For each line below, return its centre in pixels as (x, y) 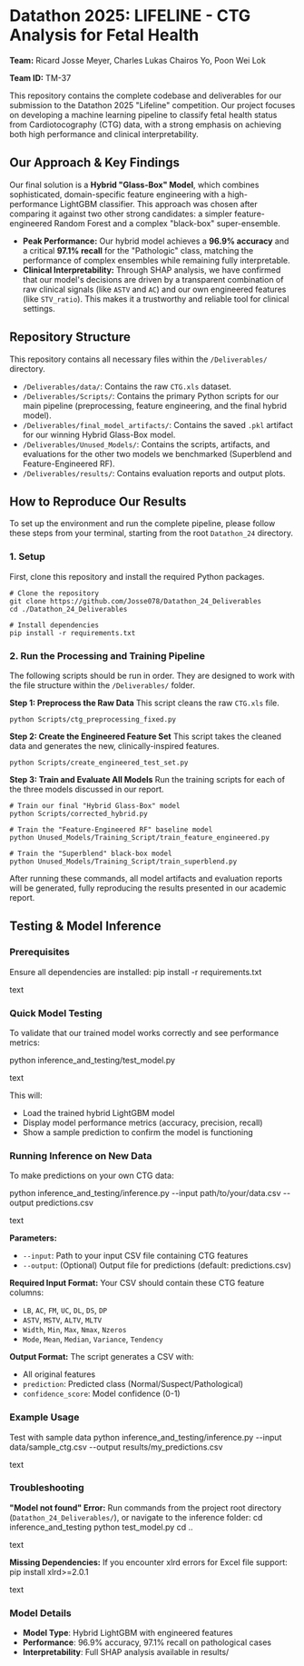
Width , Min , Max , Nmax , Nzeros (74, 1330)
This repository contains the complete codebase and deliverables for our (146, 95)
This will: (26, 1095)
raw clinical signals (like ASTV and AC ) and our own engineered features (154, 289)
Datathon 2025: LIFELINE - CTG (130, 16)
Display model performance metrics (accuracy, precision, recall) (142, 1122)
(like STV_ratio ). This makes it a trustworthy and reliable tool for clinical (156, 299)
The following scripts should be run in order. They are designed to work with (152, 675)
